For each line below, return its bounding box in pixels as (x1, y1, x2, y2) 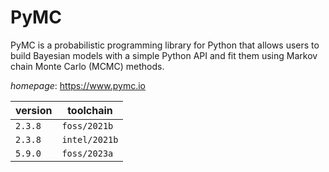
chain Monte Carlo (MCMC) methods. (10, 60, 165, 72)
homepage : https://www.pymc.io (10, 79, 146, 91)
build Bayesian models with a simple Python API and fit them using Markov (10, 49, 318, 61)
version (15, 103, 53, 117)
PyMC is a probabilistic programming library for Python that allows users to (10, 39, 320, 51)
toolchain (67, 103, 113, 117)
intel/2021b (61, 134, 119, 145)
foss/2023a (61, 147, 114, 159)
